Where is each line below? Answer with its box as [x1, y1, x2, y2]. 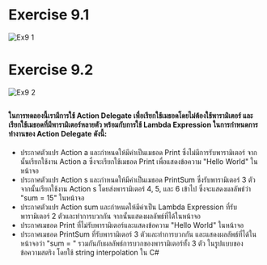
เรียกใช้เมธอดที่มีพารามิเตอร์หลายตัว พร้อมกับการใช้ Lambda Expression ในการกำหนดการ [8, 120, 259, 130]
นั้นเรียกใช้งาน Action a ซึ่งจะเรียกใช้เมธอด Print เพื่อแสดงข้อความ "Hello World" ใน [19, 156, 258, 166]
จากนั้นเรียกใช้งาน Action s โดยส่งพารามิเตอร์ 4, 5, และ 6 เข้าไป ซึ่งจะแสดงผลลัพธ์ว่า [19, 183, 251, 193]
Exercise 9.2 [8, 61, 94, 79]
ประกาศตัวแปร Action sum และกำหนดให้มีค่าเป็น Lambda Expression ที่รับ [19, 202, 237, 212]
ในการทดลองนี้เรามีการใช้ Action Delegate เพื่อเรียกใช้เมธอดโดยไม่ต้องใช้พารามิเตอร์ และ [8, 111, 253, 120]
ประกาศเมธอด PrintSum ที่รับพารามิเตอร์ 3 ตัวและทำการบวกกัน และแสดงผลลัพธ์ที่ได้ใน [19, 229, 257, 239]
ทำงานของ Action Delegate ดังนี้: [8, 129, 108, 139]
